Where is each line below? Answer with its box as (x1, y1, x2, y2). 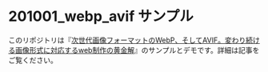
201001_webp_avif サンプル (8, 7, 194, 26)
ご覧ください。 (8, 55, 58, 65)
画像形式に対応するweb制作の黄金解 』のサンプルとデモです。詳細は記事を (14, 45, 260, 54)
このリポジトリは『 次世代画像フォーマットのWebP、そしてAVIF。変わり (8, 35, 246, 45)
